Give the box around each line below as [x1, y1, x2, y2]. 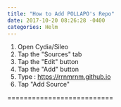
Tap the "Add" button [17, 65, 79, 74]
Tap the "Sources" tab [17, 50, 82, 58]
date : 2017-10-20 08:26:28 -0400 [7, 17, 106, 24]
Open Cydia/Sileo [17, 43, 69, 51]
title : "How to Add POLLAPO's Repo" [7, 10, 115, 18]
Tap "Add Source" [17, 80, 70, 89]
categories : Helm [7, 23, 58, 30]
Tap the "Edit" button [17, 58, 79, 66]
